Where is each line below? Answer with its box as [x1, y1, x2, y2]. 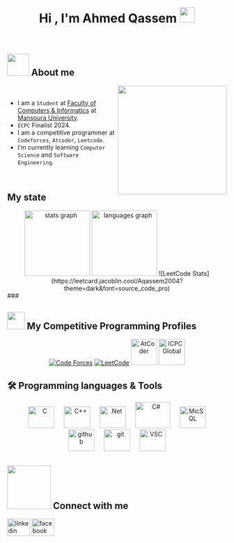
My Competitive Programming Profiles [26, 320, 197, 332]
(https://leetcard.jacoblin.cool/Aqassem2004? [51, 276, 183, 285]
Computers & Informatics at [17, 106, 97, 114]
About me [31, 67, 75, 79]
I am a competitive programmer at [17, 128, 115, 136]
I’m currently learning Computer [17, 143, 106, 151]
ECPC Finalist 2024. [17, 120, 71, 129]
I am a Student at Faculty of [17, 98, 96, 107]
